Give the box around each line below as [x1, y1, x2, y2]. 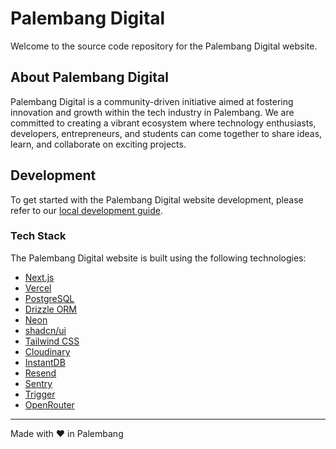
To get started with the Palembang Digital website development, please [10, 193, 304, 206]
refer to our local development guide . [10, 204, 163, 216]
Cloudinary [24, 345, 71, 357]
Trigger [24, 388, 56, 400]
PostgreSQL [24, 292, 75, 304]
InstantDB [24, 356, 66, 368]
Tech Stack [10, 229, 67, 243]
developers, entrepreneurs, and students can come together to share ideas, [10, 127, 323, 139]
